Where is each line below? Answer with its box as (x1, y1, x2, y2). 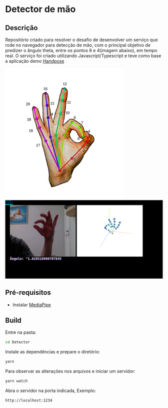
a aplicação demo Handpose (5, 58, 64, 64)
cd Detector (5, 340, 30, 345)
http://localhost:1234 (5, 398, 52, 403)
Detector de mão (5, 4, 76, 15)
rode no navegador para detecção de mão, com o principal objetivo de (5, 42, 151, 48)
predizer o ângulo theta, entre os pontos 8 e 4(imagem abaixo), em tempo (5, 48, 157, 53)
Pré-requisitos (5, 288, 51, 297)
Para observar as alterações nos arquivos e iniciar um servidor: (5, 368, 136, 374)
